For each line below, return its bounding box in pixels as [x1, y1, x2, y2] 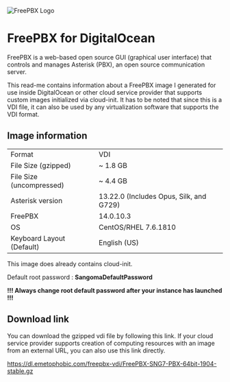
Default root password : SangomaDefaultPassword [7, 273, 153, 281]
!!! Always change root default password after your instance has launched [7, 286, 222, 294]
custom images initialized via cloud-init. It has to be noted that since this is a [7, 95, 222, 104]
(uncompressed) [10, 180, 65, 190]
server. [7, 67, 27, 75]
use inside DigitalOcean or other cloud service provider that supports [7, 88, 203, 96]
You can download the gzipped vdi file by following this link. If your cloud [7, 331, 214, 339]
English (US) [99, 237, 139, 247]
